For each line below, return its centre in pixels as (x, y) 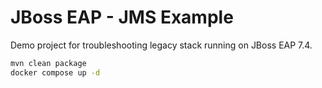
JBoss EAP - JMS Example (122, 17)
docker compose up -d (55, 72)
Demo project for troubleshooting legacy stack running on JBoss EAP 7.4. (161, 45)
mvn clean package (48, 63)
